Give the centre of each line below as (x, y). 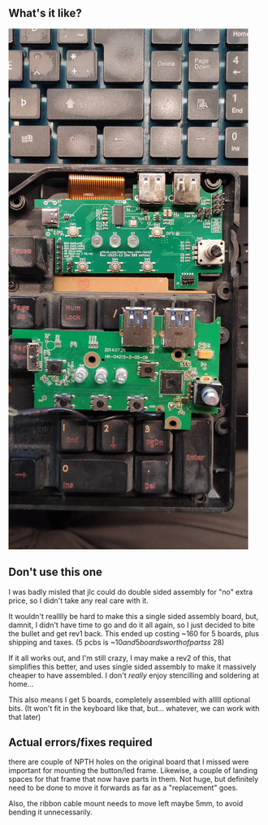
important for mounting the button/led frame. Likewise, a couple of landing (133, 770)
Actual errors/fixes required (80, 742)
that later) (25, 717)
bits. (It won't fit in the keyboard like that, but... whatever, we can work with (134, 708)
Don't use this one (56, 572)
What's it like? (45, 13)
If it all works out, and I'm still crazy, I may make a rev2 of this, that (120, 657)
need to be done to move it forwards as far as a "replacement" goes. (123, 788)
